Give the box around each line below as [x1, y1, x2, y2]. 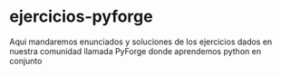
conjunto [9, 55, 43, 66]
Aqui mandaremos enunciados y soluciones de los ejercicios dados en [9, 36, 273, 47]
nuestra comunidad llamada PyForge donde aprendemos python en [9, 45, 261, 56]
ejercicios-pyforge [9, 6, 153, 27]
